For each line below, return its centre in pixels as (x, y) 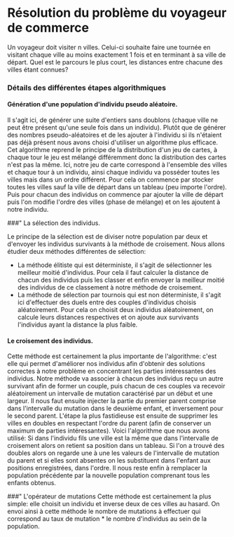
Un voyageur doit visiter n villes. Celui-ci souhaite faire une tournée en (109, 47)
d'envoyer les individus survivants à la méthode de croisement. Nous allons (116, 244)
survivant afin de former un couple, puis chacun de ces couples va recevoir (116, 386)
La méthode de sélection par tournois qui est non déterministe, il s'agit (119, 295)
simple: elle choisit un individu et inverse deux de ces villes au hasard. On (113, 504)
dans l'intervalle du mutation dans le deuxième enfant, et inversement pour (115, 409)
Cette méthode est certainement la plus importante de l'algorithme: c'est (112, 356)
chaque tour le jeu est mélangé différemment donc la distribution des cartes (117, 157)
